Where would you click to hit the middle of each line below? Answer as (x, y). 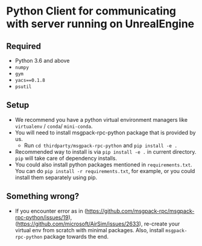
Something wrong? (43, 196)
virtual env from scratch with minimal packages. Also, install (90, 230)
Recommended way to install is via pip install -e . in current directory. (106, 151)
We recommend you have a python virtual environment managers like (101, 119)
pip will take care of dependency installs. (66, 158)
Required (24, 46)
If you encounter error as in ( (51, 211)
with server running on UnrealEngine (100, 24)
